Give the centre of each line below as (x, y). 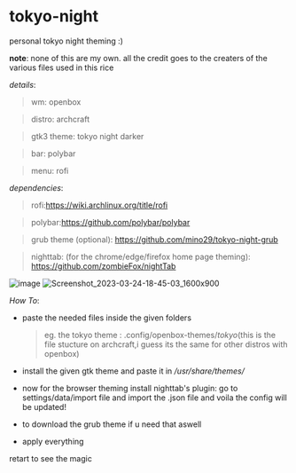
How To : (24, 300)
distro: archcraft (60, 119)
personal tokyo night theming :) (66, 41)
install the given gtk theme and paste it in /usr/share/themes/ (133, 371)
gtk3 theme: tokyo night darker (87, 136)
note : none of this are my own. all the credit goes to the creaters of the (138, 58)
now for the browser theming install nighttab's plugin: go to (130, 388)
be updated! (44, 406)
